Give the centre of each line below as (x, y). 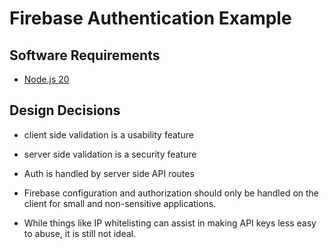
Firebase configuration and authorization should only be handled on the (171, 193)
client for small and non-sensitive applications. (120, 203)
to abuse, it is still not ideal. (80, 233)
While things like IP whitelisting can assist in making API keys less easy (170, 223)
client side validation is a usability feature (108, 134)
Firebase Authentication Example (150, 18)
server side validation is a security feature (110, 154)
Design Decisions (65, 110)
